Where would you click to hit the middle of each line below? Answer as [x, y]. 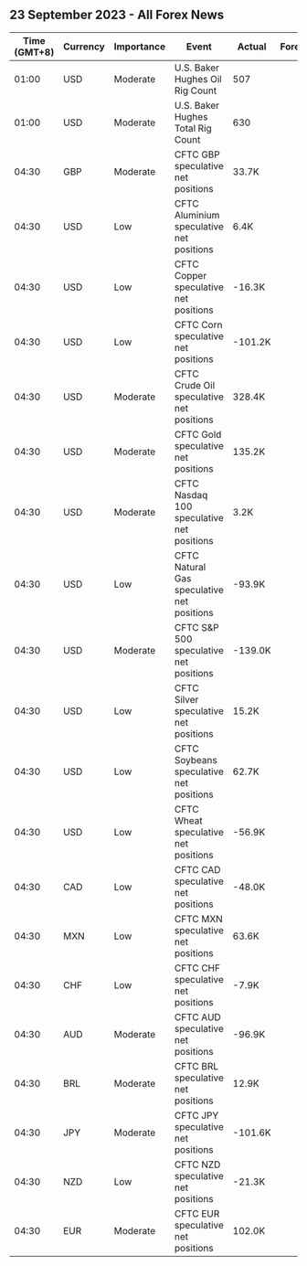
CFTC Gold [198, 434]
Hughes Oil [198, 79]
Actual [252, 47]
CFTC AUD [197, 1016]
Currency [84, 47]
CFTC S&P [196, 627]
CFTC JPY [196, 1115]
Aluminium [197, 215]
